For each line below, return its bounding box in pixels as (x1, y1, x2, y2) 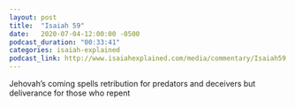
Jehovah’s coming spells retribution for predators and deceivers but (9, 79, 256, 88)
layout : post (9, 12, 57, 22)
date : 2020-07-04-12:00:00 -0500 (9, 29, 140, 38)
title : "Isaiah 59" (9, 21, 86, 30)
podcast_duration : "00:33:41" (9, 37, 121, 47)
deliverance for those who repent (9, 88, 131, 98)
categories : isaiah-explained (9, 46, 121, 55)
